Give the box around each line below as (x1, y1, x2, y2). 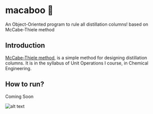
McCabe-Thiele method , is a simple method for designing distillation (5, 54, 147, 61)
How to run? (5, 80, 44, 89)
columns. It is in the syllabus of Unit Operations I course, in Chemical (5, 60, 148, 66)
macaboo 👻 (5, 5, 54, 16)
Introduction (5, 41, 45, 50)
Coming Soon (5, 93, 34, 99)
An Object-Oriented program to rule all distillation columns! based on (5, 21, 148, 27)
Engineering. (5, 65, 32, 71)
